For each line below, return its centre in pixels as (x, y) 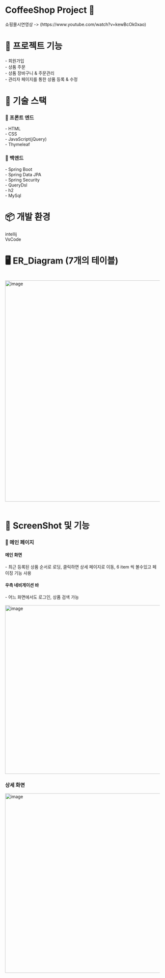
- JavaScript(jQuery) (26, 139)
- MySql (13, 195)
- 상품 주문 (15, 67)
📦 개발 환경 (28, 217)
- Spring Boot (19, 169)
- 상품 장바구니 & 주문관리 (30, 73)
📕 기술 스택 (26, 101)
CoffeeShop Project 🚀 (50, 10)
